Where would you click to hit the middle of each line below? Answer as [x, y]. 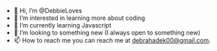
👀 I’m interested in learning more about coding [79, 18]
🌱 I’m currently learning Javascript [62, 25]
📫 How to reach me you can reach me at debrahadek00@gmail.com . [112, 40]
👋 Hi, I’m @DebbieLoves [48, 11]
